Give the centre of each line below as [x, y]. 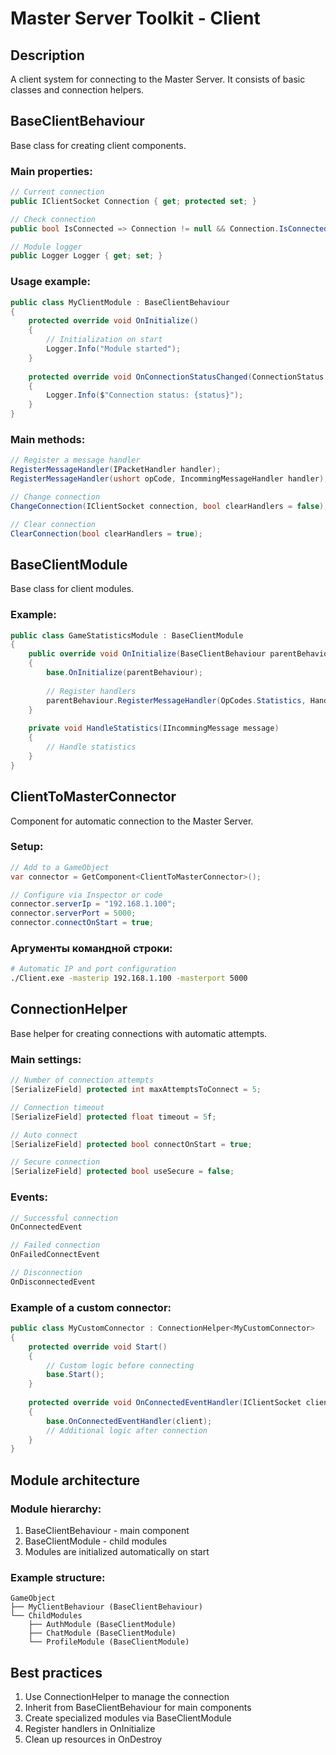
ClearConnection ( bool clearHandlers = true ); [106, 533]
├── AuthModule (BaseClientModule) [102, 1625]
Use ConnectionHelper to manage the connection [127, 1697]
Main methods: [48, 439]
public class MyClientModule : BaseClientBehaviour [120, 302]
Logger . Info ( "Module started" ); [114, 349]
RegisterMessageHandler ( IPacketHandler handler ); [116, 470]
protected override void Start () [98, 1347]
